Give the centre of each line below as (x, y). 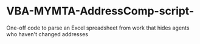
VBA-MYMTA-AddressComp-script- (100, 11)
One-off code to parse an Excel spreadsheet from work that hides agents (98, 28)
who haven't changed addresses (47, 34)
